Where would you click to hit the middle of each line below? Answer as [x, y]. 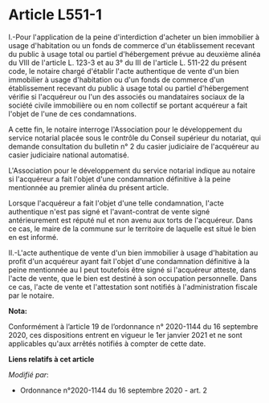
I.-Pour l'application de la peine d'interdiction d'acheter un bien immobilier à [134, 37]
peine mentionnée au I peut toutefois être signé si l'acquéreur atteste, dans [132, 270]
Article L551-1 [55, 15]
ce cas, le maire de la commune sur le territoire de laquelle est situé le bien [132, 228]
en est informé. [33, 237]
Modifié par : [29, 374]
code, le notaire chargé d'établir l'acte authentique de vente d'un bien [124, 71]
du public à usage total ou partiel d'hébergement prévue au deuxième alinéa [134, 54]
